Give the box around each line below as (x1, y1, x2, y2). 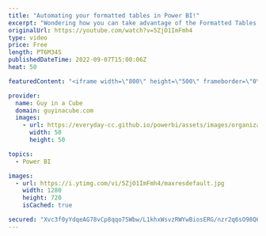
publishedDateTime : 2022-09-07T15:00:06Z (8, 56, 147, 64)
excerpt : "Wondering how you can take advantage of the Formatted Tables (8, 19, 257, 27)
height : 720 (22, 194, 62, 202)
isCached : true (22, 201, 73, 210)
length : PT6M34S (8, 48, 62, 56)
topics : (8, 150, 34, 158)
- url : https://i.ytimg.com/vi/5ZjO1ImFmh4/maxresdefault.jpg (15, 179, 225, 187)
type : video (8, 33, 47, 42)
